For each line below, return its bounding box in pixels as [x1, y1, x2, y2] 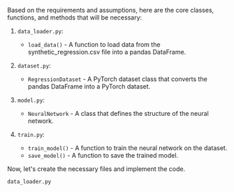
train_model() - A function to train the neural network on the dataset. [27, 144, 228, 152]
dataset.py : [17, 61, 51, 69]
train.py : [17, 131, 45, 138]
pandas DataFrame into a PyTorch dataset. [27, 82, 151, 90]
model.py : [17, 96, 45, 104]
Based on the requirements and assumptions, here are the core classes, [7, 6, 214, 14]
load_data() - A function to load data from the [27, 40, 161, 48]
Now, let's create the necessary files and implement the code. [7, 165, 186, 173]
